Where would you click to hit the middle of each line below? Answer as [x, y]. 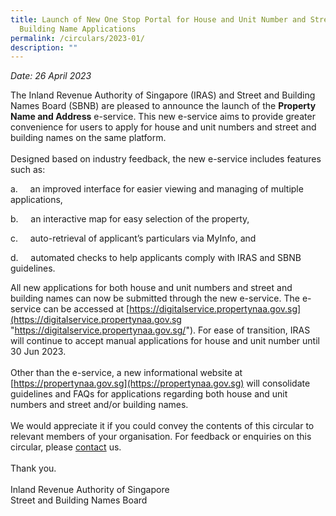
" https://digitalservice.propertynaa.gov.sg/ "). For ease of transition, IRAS [160, 330]
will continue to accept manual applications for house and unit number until [165, 341]
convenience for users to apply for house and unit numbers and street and [163, 127]
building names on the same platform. [88, 138]
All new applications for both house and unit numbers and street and [151, 288]
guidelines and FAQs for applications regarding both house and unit [149, 394]
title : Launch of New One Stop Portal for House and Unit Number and [158, 19]
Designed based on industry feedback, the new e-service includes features [166, 159]
